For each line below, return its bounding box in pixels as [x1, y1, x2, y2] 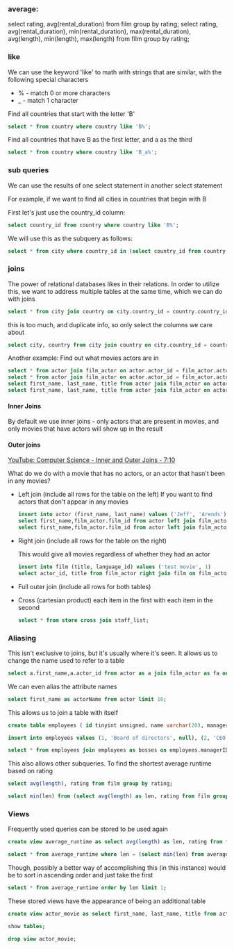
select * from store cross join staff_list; [17, 616, 149, 624]
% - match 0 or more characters [17, 88, 110, 97]
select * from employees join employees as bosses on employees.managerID [8, 747, 229, 754]
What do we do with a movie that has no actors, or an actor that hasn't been [8, 470, 225, 478]
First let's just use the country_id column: [8, 208, 126, 216]
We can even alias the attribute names [8, 682, 117, 691]
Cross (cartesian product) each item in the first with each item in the [17, 595, 214, 604]
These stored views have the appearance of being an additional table [8, 897, 206, 905]
